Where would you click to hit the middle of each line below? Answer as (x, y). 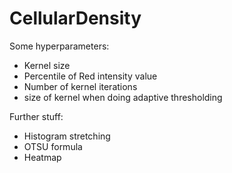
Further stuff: (36, 116)
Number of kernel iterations (80, 86)
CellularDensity (75, 18)
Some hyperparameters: (59, 46)
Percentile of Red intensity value (90, 76)
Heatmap (42, 157)
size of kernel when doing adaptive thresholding (123, 97)
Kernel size (47, 65)
